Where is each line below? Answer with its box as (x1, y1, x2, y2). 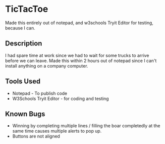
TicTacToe (5, 3, 49, 15)
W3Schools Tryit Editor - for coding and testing (12, 95, 109, 102)
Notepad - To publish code (12, 90, 68, 96)
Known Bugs (5, 109, 46, 118)
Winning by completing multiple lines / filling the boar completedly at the (12, 123, 161, 129)
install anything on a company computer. (5, 63, 88, 69)
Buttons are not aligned (12, 133, 60, 139)
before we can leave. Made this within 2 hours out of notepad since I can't (5, 58, 157, 64)
